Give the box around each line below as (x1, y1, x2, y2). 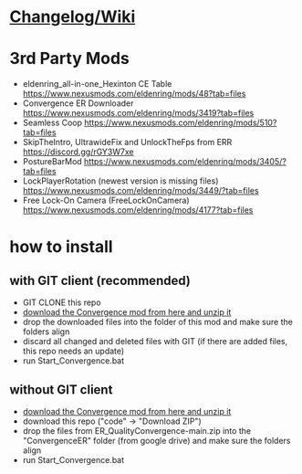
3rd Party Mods (9, 48, 130, 69)
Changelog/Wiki (9, 6, 136, 27)
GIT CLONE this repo (22, 297, 102, 308)
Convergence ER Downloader (22, 98, 134, 109)
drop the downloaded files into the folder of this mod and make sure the (22, 317, 294, 328)
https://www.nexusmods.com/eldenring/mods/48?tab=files (22, 89, 246, 100)
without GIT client (9, 382, 113, 397)
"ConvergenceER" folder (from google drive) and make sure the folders (22, 435, 291, 446)
